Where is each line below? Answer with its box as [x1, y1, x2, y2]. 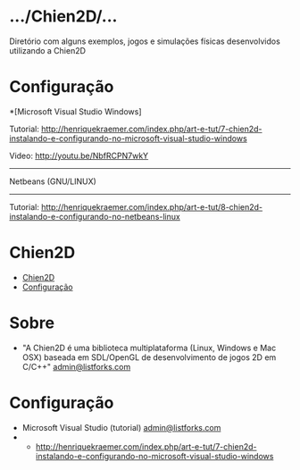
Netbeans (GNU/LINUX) [9, 176, 96, 187]
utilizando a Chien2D [9, 45, 87, 55]
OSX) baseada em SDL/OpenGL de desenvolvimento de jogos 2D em [21, 351, 277, 363]
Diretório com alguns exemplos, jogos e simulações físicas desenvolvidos [9, 36, 281, 46]
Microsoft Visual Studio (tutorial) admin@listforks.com [21, 422, 221, 432]
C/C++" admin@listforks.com [21, 361, 131, 372]
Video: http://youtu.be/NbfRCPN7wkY [9, 150, 149, 161]
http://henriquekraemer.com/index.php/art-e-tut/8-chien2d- [41, 201, 263, 212]
